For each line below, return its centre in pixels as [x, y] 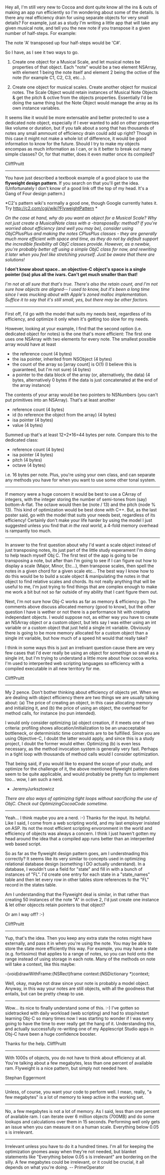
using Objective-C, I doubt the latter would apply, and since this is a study [80, 738]
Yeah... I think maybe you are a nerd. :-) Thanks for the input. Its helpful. [78, 818]
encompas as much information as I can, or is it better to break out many [79, 149]
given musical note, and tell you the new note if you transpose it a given [78, 28]
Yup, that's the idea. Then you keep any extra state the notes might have [79, 938]
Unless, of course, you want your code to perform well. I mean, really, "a [78, 1092]
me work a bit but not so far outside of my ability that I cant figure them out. [82, 592]
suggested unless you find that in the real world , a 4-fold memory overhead [82, 525]
